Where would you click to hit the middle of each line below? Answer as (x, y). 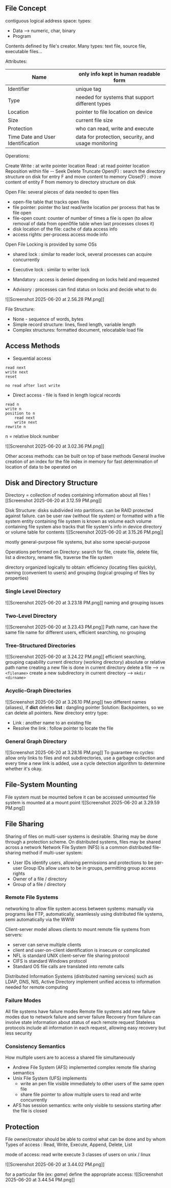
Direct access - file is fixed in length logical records (66, 395)
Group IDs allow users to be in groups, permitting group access (90, 868)
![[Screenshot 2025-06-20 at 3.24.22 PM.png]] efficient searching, (76, 657)
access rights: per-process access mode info (60, 234)
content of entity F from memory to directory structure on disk (70, 182)
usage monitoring (97, 143)
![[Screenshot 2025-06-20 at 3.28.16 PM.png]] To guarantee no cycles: (80, 752)
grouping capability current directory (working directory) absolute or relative (85, 662)
